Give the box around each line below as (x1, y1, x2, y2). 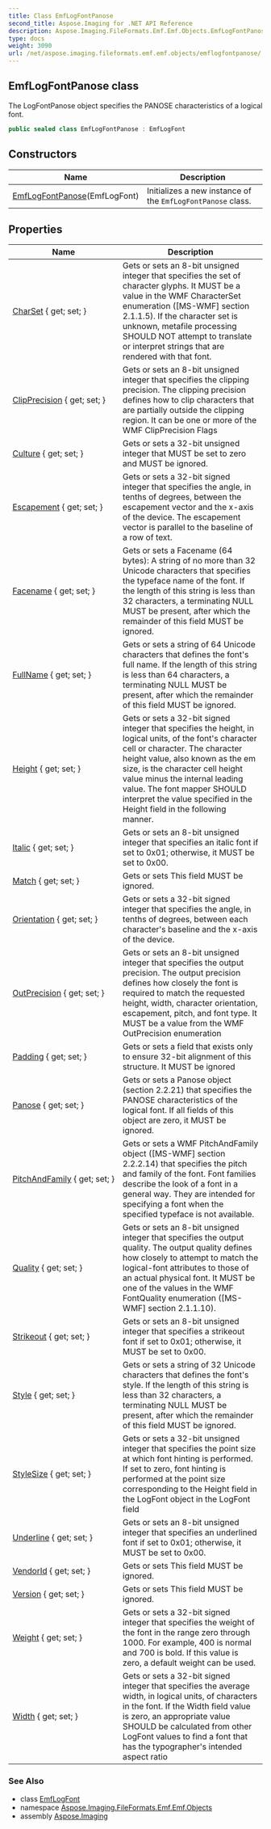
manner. (122, 814, 155, 825)
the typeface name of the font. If (122, 575, 245, 587)
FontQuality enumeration (122, 1292, 216, 1304)
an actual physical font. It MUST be (122, 1272, 256, 1283)
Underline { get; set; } (12, 1532, 93, 1544)
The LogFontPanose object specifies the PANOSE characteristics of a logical (8, 100, 263, 110)
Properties (8, 222, 63, 236)
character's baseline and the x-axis (122, 924, 258, 935)
